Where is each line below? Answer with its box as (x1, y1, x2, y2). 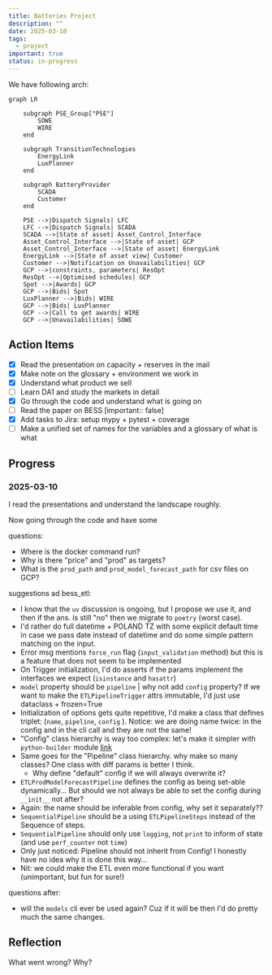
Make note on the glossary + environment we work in (19, 368, 199, 378)
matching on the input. (19, 638, 96, 648)
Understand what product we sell (19, 377, 132, 387)
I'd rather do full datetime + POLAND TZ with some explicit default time (19, 621, 258, 631)
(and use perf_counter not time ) (19, 837, 128, 847)
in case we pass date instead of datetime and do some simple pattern (19, 629, 253, 639)
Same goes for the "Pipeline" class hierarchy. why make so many (19, 751, 238, 760)
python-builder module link (19, 742, 112, 752)
